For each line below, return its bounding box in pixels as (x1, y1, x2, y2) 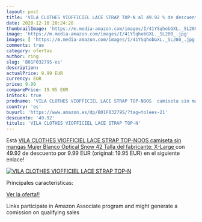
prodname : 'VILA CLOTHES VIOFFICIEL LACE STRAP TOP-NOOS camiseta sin (6, 98, 189, 104)
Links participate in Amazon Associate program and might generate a (6, 202, 178, 210)
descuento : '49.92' (6, 115, 55, 121)
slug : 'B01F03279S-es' (6, 59, 63, 65)
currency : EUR (6, 76, 42, 82)
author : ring (6, 53, 39, 59)
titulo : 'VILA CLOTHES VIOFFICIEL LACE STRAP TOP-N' (6, 121, 141, 127)
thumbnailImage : (6, 25, 47, 32)
